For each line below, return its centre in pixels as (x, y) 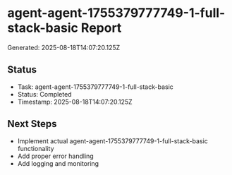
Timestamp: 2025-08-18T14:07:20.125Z (75, 102)
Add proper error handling (55, 156)
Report (101, 28)
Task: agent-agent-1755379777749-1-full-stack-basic (96, 87)
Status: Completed (44, 94)
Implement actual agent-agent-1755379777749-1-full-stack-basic (112, 141)
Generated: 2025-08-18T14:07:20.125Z (64, 47)
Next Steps (32, 124)
